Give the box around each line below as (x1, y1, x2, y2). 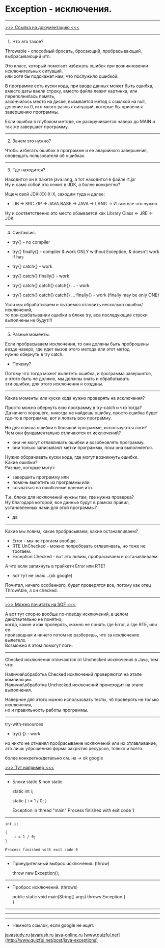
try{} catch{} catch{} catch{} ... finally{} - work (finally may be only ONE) (12, 292, 160, 298)
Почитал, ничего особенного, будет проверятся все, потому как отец (5, 582, 151, 588)
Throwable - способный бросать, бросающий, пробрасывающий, (5, 48, 142, 54)
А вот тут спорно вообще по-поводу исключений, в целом (5, 611, 129, 617)
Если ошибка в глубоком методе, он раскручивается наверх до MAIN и (5, 118, 155, 124)
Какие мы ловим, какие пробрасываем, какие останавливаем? (5, 528, 138, 534)
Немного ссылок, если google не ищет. (12, 922, 95, 928)
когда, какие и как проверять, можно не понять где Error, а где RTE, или (5, 621, 157, 627)
